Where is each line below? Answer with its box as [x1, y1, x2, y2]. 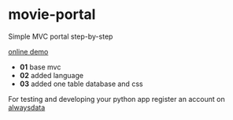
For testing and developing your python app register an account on [8, 94, 226, 103]
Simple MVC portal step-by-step [8, 32, 113, 41]
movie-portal [8, 6, 96, 24]
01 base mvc [19, 62, 61, 72]
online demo [8, 47, 49, 56]
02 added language [19, 70, 84, 80]
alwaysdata [8, 103, 46, 112]
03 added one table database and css [19, 79, 143, 88]
